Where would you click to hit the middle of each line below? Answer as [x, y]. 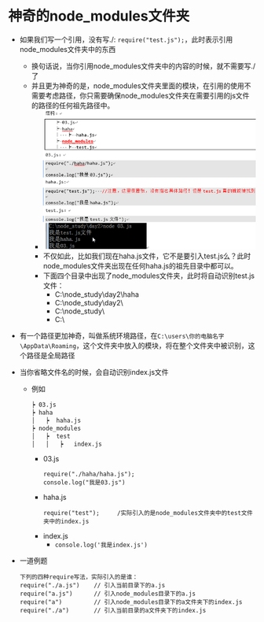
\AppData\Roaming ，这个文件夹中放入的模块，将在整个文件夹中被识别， [134, 345]
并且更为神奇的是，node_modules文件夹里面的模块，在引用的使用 [138, 85]
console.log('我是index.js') [101, 545]
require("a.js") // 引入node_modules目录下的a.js [108, 594]
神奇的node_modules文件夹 [99, 16]
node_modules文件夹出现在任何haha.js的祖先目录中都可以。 [140, 265]
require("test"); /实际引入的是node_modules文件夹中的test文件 [148, 513]
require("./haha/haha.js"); [89, 474]
